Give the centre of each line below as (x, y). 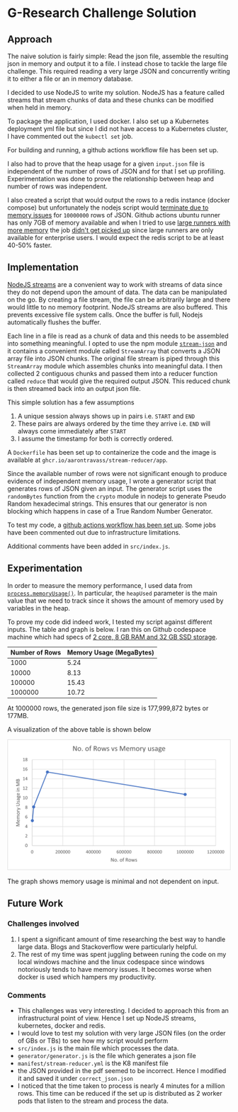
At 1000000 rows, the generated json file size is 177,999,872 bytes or (108, 708)
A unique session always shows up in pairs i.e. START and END (106, 416)
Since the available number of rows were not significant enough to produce (117, 473)
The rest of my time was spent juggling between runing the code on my (122, 954)
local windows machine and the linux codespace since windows (111, 962)
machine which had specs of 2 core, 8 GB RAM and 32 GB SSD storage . (113, 637)
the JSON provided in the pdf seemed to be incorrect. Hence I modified (122, 1070)
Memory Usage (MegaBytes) (110, 652)
